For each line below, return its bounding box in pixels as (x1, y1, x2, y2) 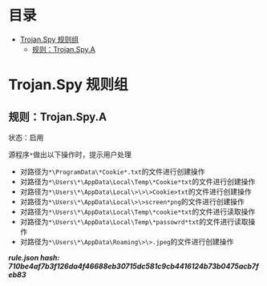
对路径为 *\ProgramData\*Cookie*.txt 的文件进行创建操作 (19, 167, 205, 176)
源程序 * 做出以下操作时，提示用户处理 (8, 149, 132, 159)
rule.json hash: (8, 252, 60, 262)
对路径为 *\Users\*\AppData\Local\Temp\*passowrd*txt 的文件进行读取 (19, 216, 249, 226)
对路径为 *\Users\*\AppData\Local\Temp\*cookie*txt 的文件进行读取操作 (19, 207, 256, 216)
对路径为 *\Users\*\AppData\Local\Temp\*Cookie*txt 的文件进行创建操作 (19, 176, 256, 186)
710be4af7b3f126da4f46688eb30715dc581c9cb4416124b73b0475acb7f (8, 261, 259, 271)
